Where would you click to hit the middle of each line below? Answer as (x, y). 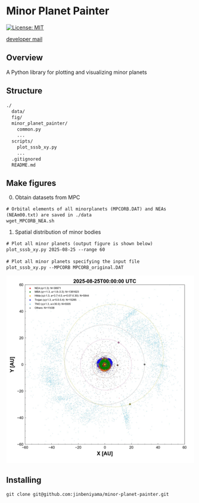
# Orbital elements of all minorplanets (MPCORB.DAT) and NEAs (86, 209)
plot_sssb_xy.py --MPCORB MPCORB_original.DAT (65, 268)
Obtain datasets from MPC (47, 197)
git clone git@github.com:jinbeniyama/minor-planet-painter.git (88, 495)
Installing (24, 480)
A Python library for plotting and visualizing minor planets (77, 72)
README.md (24, 165)
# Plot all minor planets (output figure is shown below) (80, 244)
